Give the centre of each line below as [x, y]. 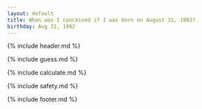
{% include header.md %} [44, 46]
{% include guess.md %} [42, 59]
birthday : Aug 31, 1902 [41, 26]
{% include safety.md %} [43, 86]
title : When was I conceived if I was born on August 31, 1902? [101, 20]
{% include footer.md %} [42, 99]
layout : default [30, 13]
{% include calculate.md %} [47, 72]
